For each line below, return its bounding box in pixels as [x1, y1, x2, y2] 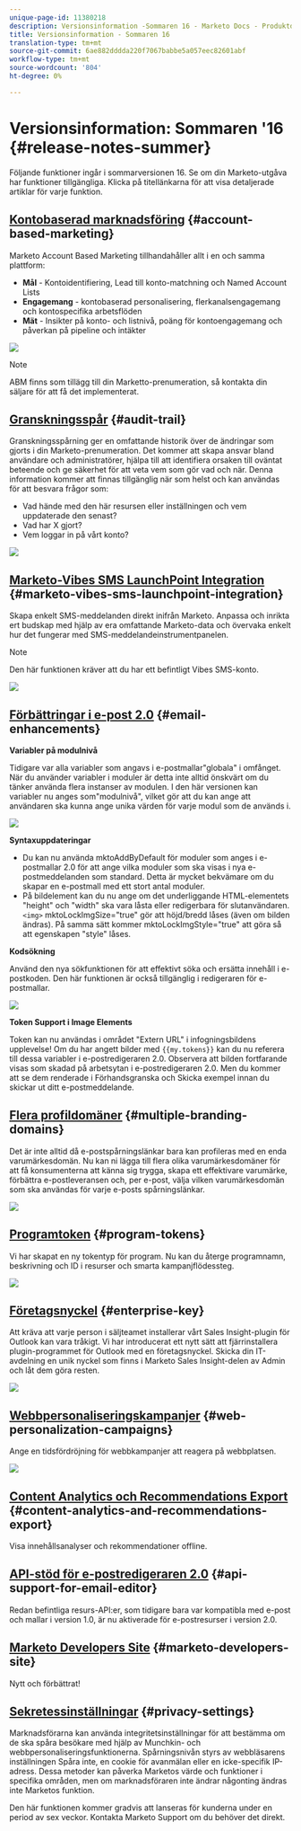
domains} [9, 1122, 64, 1137]
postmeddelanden [21, 871, 90, 881]
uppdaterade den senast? [21, 510, 117, 521]
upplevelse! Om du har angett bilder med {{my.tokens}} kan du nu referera [9, 1043, 285, 1054]
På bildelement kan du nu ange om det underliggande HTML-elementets [21, 890, 289, 901]
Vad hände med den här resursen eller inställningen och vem [21, 500, 247, 512]
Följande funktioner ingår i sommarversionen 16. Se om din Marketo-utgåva [9, 167, 288, 178]
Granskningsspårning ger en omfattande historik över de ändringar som [9, 436, 275, 447]
